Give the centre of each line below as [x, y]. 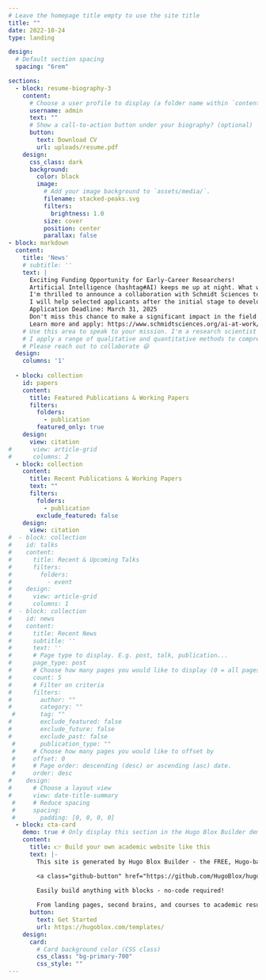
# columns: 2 [38, 456]
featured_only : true [70, 427]
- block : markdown [38, 243]
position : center [72, 228]
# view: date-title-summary [63, 795]
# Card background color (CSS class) [99, 949]
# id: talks [33, 545]
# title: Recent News [53, 633]
